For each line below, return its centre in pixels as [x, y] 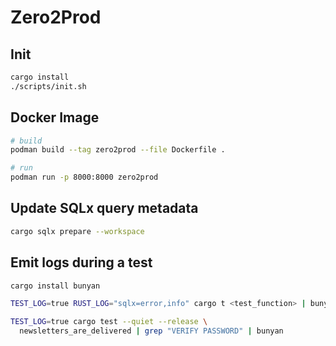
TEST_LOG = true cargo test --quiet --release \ [109, 322]
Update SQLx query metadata [104, 208]
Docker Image [55, 117]
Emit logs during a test [81, 262]
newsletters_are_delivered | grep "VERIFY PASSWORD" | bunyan [151, 331]
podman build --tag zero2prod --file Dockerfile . [118, 150]
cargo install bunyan [55, 286]
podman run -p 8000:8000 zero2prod [84, 177]
